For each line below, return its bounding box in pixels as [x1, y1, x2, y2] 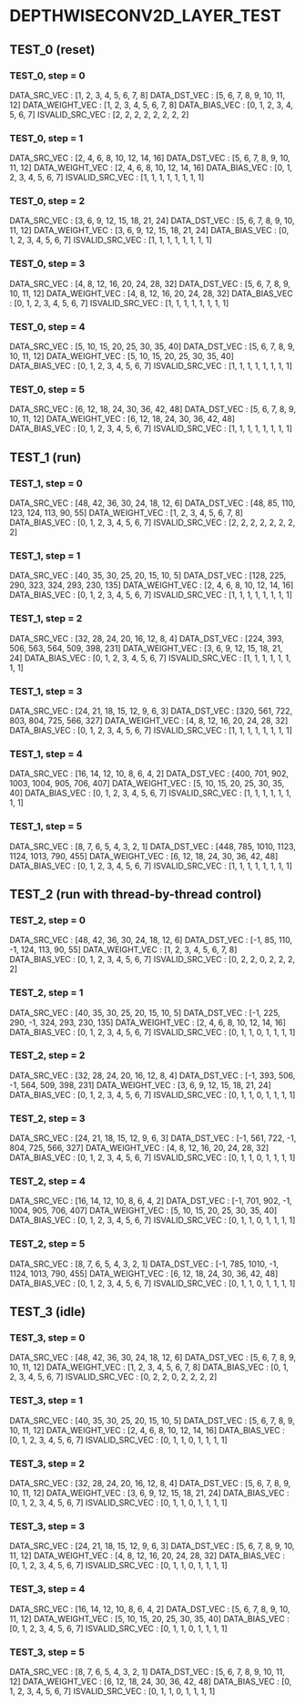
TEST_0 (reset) [9, 42, 96, 57]
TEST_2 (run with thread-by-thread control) [9, 886, 262, 902]
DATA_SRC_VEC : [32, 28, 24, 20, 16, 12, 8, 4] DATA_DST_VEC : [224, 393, [9, 632, 284, 643]
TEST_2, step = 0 [9, 913, 86, 926]
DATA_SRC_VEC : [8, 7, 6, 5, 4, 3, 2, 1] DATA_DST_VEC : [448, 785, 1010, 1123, [9, 840, 296, 852]
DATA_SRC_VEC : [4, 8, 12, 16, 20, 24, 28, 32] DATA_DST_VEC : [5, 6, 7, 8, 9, [9, 278, 291, 289]
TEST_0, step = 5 [9, 383, 85, 395]
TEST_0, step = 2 [9, 195, 86, 208]
